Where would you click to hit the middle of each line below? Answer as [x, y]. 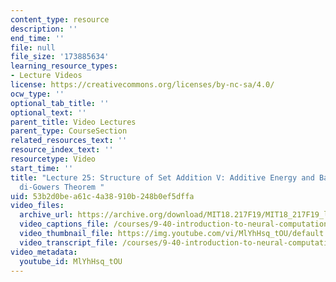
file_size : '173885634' [60, 57]
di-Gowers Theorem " [62, 187]
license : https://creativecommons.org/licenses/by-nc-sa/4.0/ [142, 85]
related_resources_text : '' [69, 141]
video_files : [37, 206]
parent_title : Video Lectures [73, 122]
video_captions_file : [64, 224]
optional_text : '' [48, 112]
